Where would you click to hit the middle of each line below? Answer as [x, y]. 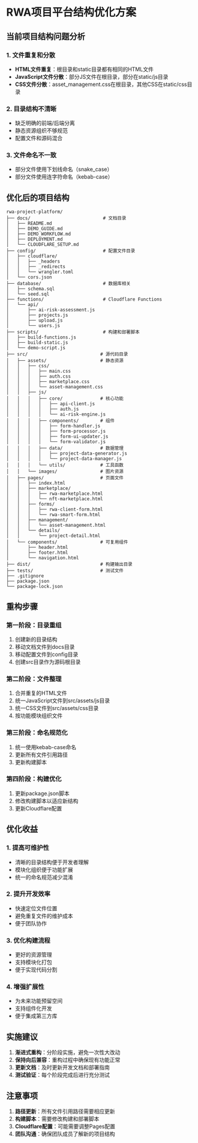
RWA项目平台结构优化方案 [71, 12]
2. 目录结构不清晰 [31, 109]
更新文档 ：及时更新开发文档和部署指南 [62, 1067]
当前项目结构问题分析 [46, 36]
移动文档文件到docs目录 [45, 646]
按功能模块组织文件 [39, 716]
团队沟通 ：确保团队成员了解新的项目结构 [65, 1134]
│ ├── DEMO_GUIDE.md [34, 229]
